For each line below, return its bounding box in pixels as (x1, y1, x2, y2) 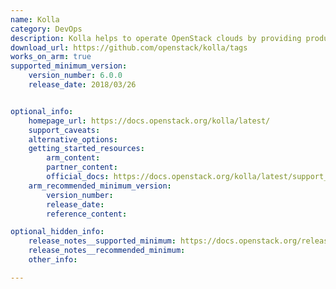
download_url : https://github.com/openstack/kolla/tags (10, 42, 248, 53)
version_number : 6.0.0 (28, 71, 123, 81)
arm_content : (46, 153, 101, 163)
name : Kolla (10, 14, 60, 25)
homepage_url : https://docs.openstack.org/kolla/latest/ (28, 116, 271, 126)
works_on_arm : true (10, 52, 92, 62)
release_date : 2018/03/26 (28, 80, 137, 90)
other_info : (28, 255, 78, 265)
